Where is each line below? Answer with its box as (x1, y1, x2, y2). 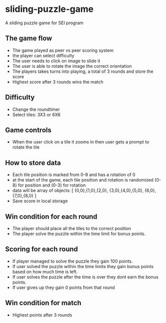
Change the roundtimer (12, 106, 60, 112)
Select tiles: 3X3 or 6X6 (12, 111, 61, 117)
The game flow (5, 34, 53, 43)
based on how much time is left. (12, 269, 78, 275)
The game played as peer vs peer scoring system (12, 47, 114, 53)
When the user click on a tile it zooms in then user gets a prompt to (12, 139, 150, 145)
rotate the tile (12, 144, 40, 150)
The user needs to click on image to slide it (12, 58, 101, 64)
